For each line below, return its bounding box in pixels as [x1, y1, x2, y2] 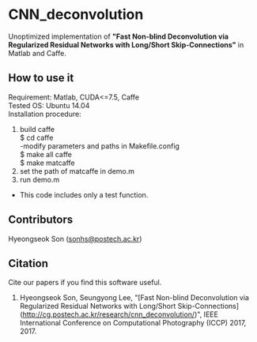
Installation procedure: [8, 109, 81, 118]
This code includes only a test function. [19, 190, 149, 199]
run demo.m [19, 175, 60, 184]
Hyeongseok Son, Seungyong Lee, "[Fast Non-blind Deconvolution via [19, 293, 249, 303]
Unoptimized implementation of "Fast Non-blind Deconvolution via [8, 32, 229, 41]
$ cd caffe [19, 133, 54, 142]
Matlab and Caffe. [8, 48, 67, 58]
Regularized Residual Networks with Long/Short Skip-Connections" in [8, 39, 244, 49]
